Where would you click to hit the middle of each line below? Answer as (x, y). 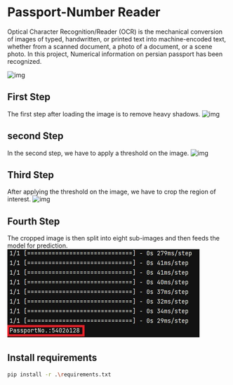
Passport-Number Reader (84, 12)
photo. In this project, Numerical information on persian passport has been (115, 54)
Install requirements (52, 357)
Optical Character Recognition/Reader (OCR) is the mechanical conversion (115, 32)
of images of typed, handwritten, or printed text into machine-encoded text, (117, 39)
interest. (19, 199)
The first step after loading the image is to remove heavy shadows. (104, 114)
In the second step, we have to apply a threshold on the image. (98, 153)
